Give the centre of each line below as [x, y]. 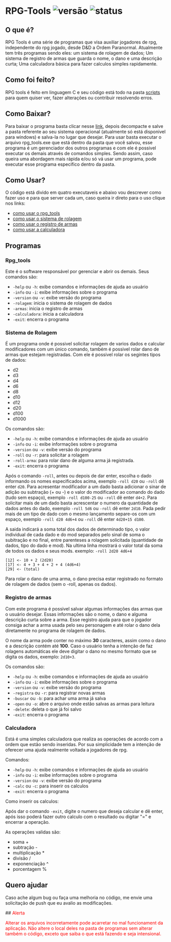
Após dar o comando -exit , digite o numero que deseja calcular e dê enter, [84, 812]
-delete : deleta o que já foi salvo [47, 709]
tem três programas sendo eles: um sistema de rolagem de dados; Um [79, 53]
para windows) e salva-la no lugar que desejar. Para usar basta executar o [83, 137]
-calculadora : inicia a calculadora [48, 314]
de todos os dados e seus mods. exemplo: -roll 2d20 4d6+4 [69, 551]
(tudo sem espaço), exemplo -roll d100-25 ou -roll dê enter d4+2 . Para [81, 498]
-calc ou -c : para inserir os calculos [50, 786]
